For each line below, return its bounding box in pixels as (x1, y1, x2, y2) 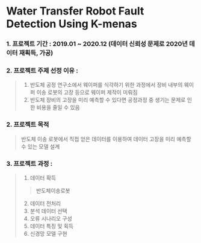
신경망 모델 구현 (29, 230, 67, 237)
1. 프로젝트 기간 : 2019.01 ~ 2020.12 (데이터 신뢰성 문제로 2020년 (6, 40, 188, 48)
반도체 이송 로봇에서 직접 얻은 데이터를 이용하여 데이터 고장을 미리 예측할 (20, 135, 191, 142)
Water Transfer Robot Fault (6, 4, 144, 18)
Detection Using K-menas (6, 17, 137, 31)
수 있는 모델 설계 (20, 143, 60, 150)
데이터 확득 (29, 174, 56, 181)
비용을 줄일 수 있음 (36, 104, 80, 111)
